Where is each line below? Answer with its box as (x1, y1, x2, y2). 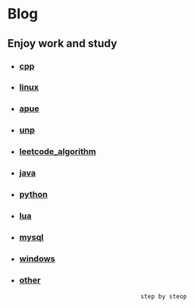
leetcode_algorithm (18, 146, 96, 157)
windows (18, 253, 56, 264)
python (18, 189, 49, 200)
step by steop (140, 293, 188, 301)
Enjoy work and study (7, 37, 118, 50)
